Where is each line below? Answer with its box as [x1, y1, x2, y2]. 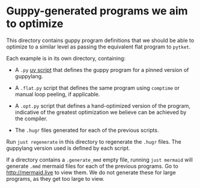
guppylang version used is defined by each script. [6, 144, 130, 151]
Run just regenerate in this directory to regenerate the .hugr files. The [6, 138, 181, 145]
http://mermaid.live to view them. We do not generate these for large [6, 169, 176, 176]
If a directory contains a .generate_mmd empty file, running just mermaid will [6, 156, 193, 163]
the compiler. [14, 115, 48, 122]
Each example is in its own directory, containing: [6, 54, 126, 62]
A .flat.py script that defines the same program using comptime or [14, 84, 180, 91]
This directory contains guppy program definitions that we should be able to [6, 37, 195, 44]
